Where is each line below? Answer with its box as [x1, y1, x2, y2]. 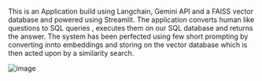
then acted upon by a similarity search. [8, 49, 135, 57]
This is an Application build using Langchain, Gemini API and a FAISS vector [8, 7, 254, 16]
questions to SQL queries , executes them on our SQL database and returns [8, 24, 253, 32]
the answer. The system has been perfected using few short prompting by [8, 31, 249, 41]
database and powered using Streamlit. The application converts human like [8, 15, 255, 24]
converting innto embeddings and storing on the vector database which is [8, 40, 248, 50]
